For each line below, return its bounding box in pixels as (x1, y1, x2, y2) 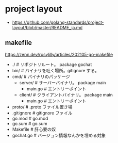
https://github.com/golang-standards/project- (12, 19, 104, 25)
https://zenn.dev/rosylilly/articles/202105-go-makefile (5, 51, 113, 57)
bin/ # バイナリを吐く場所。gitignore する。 (12, 67, 100, 73)
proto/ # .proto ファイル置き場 (12, 104, 73, 110)
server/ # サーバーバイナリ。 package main (19, 79, 106, 85)
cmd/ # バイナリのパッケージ (12, 74, 70, 79)
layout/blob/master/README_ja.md (12, 24, 83, 30)
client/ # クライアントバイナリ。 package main (19, 92, 113, 97)
